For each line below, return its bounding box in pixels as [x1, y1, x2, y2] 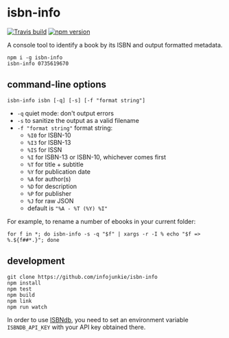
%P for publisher [27, 189, 72, 197]
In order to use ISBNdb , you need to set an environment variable [7, 315, 189, 324]
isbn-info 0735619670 [7, 60, 69, 67]
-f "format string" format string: [16, 124, 113, 132]
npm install [7, 280, 41, 286]
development [7, 256, 65, 267]
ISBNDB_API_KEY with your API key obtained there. [7, 323, 146, 331]
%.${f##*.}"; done [7, 236, 60, 243]
